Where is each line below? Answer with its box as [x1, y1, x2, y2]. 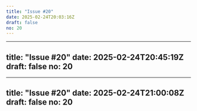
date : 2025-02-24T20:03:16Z [6, 14, 75, 20]
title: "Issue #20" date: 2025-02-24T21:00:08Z [6, 88, 185, 98]
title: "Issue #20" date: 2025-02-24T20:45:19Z [6, 52, 184, 62]
